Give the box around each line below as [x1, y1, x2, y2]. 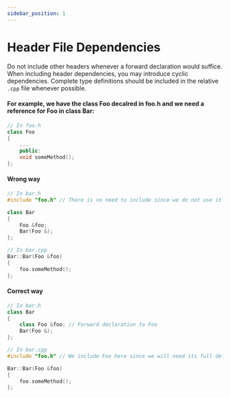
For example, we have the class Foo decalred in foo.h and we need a [7, 100, 205, 108]
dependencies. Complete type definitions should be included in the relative [7, 77, 219, 85]
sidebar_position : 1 [7, 10, 66, 17]
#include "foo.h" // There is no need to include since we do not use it [7, 196, 222, 203]
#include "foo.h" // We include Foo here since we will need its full [7, 353, 213, 359]
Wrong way [7, 175, 41, 183]
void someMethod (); [19, 154, 75, 161]
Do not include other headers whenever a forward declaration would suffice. [7, 62, 222, 71]
